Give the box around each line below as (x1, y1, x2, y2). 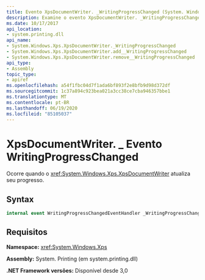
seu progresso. (6, 177, 45, 184)
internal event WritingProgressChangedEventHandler (6, 211, 140, 217)
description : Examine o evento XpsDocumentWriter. (6, 15, 138, 21)
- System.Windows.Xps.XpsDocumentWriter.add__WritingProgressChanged (6, 49, 187, 55)
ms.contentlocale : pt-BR (6, 99, 70, 105)
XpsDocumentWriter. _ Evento (6, 137, 163, 151)
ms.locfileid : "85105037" (6, 111, 72, 117)
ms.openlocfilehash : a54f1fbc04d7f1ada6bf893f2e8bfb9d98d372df (6, 83, 171, 89)
